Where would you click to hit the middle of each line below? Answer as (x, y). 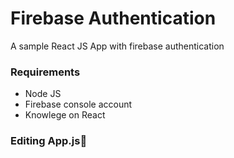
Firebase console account (78, 104)
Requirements (45, 72)
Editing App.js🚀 (49, 141)
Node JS (43, 94)
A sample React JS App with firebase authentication (117, 46)
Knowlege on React (65, 115)
